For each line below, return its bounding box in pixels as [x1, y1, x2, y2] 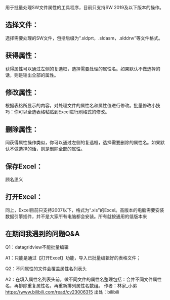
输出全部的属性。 [22, 72, 59, 78]
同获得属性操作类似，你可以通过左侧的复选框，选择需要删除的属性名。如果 [5, 140, 160, 146]
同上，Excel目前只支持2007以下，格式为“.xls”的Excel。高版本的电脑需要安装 [5, 207, 164, 213]
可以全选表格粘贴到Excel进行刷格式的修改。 [18, 109, 110, 115]
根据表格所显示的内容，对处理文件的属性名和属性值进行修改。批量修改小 [5, 103, 156, 109]
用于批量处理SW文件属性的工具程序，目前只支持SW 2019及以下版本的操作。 [5, 5, 164, 10]
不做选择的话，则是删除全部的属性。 [9, 146, 85, 152]
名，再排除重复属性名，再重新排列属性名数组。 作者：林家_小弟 [5, 282, 138, 288]
